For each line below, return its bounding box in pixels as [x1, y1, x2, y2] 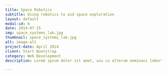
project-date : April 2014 [5, 44, 59, 49]
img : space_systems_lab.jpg [5, 30, 64, 35]
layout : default [5, 16, 39, 21]
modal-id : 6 [5, 21, 30, 26]
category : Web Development [5, 53, 61, 59]
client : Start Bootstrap [5, 49, 57, 54]
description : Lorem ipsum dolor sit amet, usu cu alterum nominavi [5, 58, 148, 63]
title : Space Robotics [5, 7, 52, 12]
